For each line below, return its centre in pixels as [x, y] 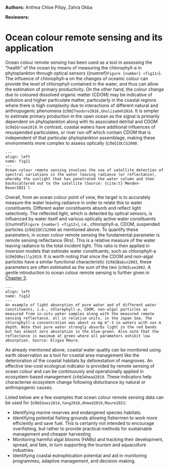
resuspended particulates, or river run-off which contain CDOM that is [78, 132]
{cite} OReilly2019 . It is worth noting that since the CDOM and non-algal [79, 256]
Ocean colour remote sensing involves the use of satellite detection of [84, 170]
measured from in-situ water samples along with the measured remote [80, 314]
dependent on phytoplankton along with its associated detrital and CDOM [81, 122]
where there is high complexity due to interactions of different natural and [82, 105]
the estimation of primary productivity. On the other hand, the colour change [84, 89]
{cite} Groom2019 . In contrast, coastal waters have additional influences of [80, 127]
